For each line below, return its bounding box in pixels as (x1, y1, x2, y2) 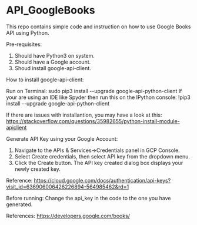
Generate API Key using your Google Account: (6, 135, 118, 142)
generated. (6, 201, 33, 208)
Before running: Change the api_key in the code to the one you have (6, 194, 171, 201)
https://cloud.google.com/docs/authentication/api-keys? (34, 177, 171, 184)
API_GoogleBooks (6, 4, 95, 17)
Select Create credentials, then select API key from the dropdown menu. (14, 153, 190, 160)
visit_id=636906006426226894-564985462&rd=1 (6, 183, 129, 190)
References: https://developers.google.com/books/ (6, 212, 131, 219)
